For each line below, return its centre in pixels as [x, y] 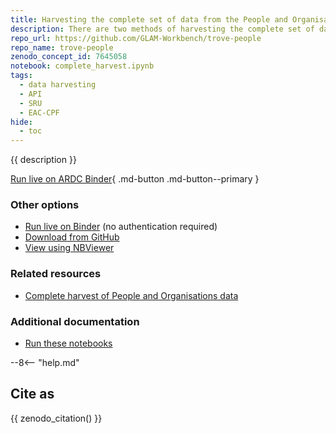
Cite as [32, 394]
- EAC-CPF [39, 112]
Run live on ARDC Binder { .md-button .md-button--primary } [135, 179]
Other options [45, 205]
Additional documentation [75, 321]
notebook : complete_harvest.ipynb [82, 66]
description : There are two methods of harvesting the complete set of [162, 29]
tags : [21, 76]
